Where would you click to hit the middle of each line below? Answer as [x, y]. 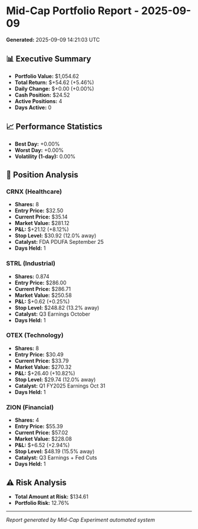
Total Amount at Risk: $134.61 [51, 497]
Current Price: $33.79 [42, 361]
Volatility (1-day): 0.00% [45, 156]
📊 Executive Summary [49, 59]
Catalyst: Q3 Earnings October [52, 314]
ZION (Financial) [30, 407]
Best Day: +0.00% [37, 144]
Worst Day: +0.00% [39, 150]
